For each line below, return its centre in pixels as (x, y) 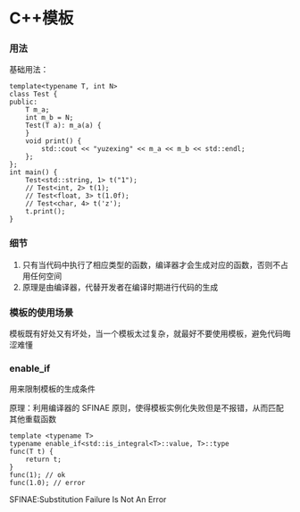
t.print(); (46, 212)
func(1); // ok (37, 475)
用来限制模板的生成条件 (52, 389)
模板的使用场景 (42, 312)
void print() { (54, 141)
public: (24, 102)
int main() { (33, 172)
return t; (44, 460)
